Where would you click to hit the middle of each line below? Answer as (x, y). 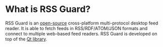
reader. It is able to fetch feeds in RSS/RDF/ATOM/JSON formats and (76, 28)
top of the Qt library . (26, 39)
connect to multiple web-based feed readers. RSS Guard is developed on (81, 33)
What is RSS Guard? (48, 9)
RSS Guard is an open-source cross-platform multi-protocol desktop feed (82, 23)
